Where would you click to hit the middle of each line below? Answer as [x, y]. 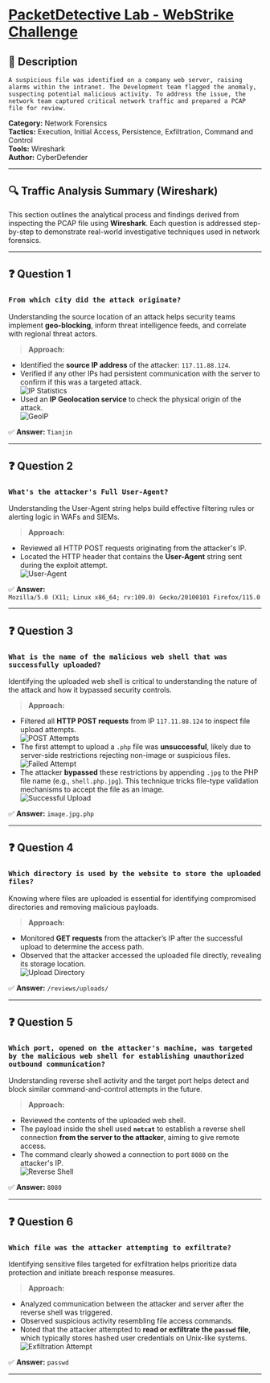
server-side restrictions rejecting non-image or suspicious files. [125, 755]
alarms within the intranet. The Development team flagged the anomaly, [133, 87]
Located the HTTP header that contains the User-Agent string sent [131, 557]
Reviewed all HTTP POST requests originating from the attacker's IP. [133, 548]
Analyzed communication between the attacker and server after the [132, 1303]
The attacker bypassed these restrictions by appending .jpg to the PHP [139, 772]
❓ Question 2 [41, 465]
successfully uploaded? [55, 665]
